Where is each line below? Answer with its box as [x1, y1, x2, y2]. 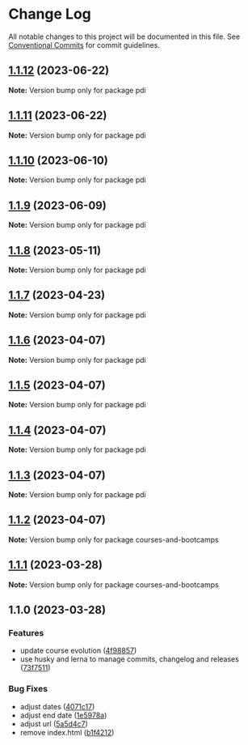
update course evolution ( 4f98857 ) [19, 645, 137, 656]
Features [8, 628, 44, 638]
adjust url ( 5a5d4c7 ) [19, 718, 89, 729]
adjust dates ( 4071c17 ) [19, 701, 95, 711]
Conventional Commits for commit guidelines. [8, 40, 160, 49]
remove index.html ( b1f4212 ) [19, 727, 115, 737]
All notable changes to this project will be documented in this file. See [8, 32, 241, 41]
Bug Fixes [8, 683, 48, 695]
